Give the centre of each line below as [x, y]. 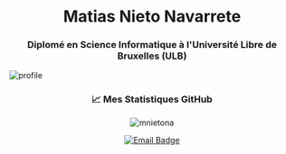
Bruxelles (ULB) [152, 56]
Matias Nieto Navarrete [152, 17]
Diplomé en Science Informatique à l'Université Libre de [152, 45]
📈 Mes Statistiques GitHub [152, 99]
